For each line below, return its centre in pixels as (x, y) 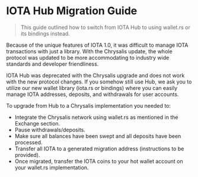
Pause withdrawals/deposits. (50, 130)
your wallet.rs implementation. (52, 168)
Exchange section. (37, 123)
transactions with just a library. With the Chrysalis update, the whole (90, 51)
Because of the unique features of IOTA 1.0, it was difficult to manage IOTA (97, 45)
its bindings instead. (45, 33)
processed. (28, 142)
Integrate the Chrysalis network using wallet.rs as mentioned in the (96, 117)
